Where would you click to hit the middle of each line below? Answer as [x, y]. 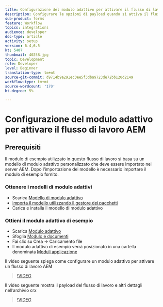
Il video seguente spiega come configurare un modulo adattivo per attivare [80, 261]
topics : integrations [27, 28]
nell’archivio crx [21, 290]
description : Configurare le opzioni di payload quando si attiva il [77, 14]
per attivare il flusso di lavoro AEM [75, 129]
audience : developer [26, 32]
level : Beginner [21, 68]
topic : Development [25, 59]
